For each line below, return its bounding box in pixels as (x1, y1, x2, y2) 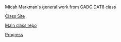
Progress (5, 32, 23, 37)
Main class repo (5, 22, 37, 28)
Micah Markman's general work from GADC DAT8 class (5, 4, 116, 10)
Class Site (5, 13, 25, 19)
